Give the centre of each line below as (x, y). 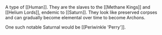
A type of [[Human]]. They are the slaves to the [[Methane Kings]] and (78, 7)
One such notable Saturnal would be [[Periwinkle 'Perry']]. (66, 27)
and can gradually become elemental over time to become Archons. (75, 17)
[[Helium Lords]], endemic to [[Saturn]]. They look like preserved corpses (81, 12)
